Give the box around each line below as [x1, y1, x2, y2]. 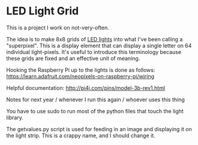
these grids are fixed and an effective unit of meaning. [6, 55, 140, 62]
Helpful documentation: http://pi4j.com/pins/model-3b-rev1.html [6, 84, 166, 91]
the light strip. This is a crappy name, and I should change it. [6, 132, 155, 139]
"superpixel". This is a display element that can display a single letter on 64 [6, 42, 192, 49]
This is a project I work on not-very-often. [6, 24, 110, 31]
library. [6, 114, 24, 121]
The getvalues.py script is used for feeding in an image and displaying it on [6, 125, 192, 132]
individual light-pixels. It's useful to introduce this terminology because [6, 48, 182, 55]
